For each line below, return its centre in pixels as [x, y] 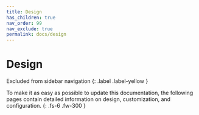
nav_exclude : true [30, 29]
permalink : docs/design [37, 34]
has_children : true [31, 18]
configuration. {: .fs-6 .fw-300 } [46, 106]
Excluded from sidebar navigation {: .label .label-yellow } [77, 81]
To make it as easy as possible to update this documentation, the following [100, 93]
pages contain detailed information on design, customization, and [89, 99]
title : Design [24, 12]
